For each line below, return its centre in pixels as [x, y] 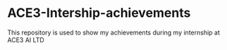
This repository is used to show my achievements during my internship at [114, 32]
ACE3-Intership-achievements [99, 13]
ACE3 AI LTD [26, 39]
